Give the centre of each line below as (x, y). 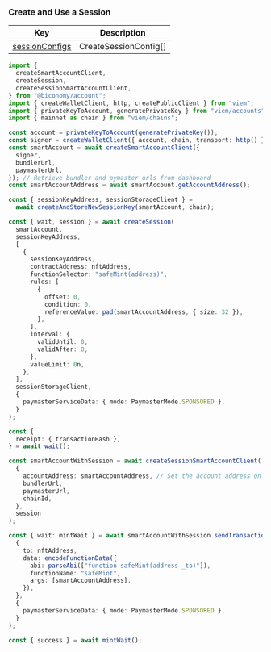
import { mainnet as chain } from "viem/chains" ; (94, 118)
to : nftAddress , (50, 550)
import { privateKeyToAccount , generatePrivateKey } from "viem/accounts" (137, 111)
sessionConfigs (42, 47)
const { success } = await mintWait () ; (75, 640)
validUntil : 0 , (63, 342)
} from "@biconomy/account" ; (57, 95)
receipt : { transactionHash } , (68, 439)
